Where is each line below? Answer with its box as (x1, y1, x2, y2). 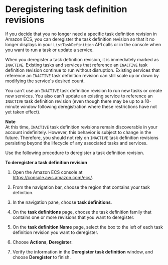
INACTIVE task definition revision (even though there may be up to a (5, 98, 144, 104)
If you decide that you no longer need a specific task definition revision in (5, 31, 157, 37)
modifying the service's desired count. (5, 78, 85, 84)
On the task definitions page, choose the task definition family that (12, 209, 152, 215)
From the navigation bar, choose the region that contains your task (12, 184, 150, 190)
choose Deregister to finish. (12, 254, 71, 260)
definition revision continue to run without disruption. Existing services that (5, 67, 160, 73)
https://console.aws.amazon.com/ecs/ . (12, 174, 94, 180)
